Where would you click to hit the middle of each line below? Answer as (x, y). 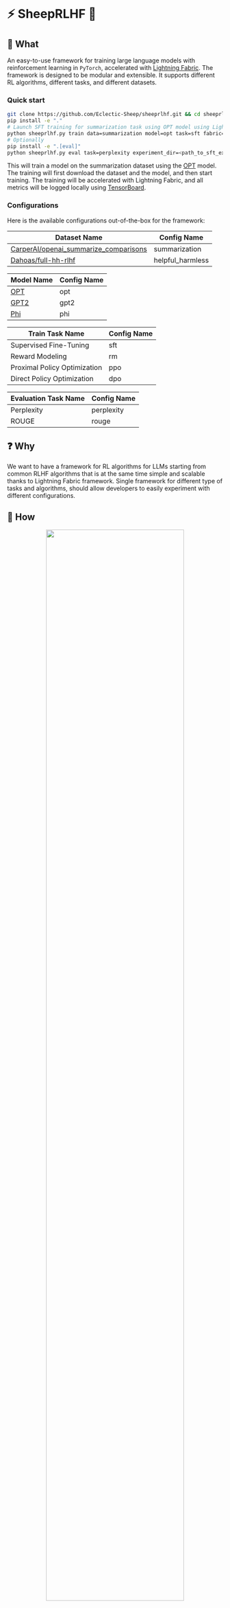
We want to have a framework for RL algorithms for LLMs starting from (107, 466)
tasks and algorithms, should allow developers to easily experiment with (108, 488)
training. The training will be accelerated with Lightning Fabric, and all (105, 181)
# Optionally (26, 140)
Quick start (26, 100)
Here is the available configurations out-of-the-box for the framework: (106, 220)
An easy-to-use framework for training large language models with (101, 60)
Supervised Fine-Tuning (50, 345)
